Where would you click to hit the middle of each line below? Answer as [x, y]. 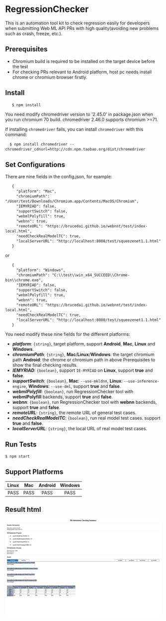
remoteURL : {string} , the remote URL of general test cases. [74, 413]
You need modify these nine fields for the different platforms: [68, 334]
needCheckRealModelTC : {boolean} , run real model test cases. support [86, 418]
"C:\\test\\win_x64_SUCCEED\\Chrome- [91, 275]
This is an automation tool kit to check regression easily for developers [78, 23]
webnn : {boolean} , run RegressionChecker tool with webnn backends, [85, 402]
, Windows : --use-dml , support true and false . [73, 386]
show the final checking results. [45, 365]
